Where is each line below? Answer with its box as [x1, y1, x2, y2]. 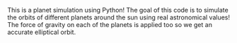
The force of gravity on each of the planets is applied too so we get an [7, 21, 212, 28]
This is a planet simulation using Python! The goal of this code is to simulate [7, 6, 229, 14]
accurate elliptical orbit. [7, 28, 76, 36]
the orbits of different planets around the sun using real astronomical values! [7, 13, 231, 21]
